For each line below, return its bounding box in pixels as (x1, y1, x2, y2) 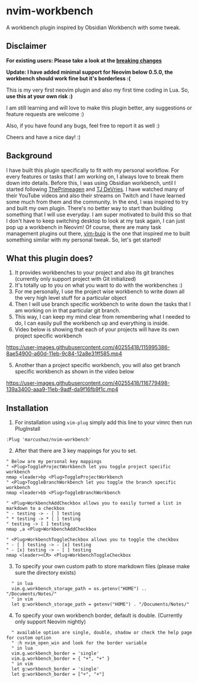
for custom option (6, 635, 52, 641)
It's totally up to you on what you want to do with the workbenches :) (14, 281, 183, 289)
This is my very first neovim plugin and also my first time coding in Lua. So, (6, 86, 190, 93)
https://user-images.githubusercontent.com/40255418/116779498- (6, 380, 170, 387)
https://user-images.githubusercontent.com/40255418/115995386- (6, 344, 170, 351)
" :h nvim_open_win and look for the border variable (11, 640, 147, 646)
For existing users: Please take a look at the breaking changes (6, 57, 162, 64)
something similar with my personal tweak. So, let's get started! (6, 236, 161, 243)
